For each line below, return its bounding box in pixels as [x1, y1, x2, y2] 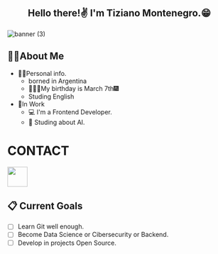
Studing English [28, 92, 75, 101]
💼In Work [17, 99, 45, 108]
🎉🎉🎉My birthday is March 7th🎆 [28, 84, 119, 92]
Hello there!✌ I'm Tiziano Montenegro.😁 [27, 7, 212, 19]
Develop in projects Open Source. [17, 238, 117, 247]
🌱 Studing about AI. [28, 118, 85, 126]
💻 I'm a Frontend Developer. [28, 107, 112, 116]
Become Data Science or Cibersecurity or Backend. [17, 231, 169, 239]
